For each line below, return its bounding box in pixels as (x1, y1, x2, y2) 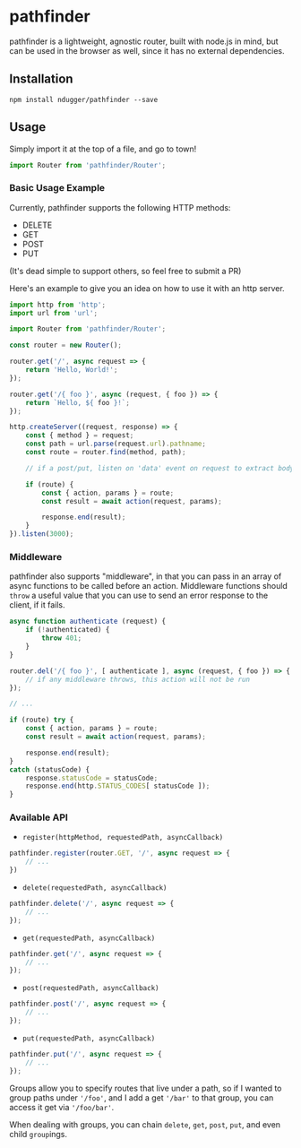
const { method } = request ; (25, 431, 134, 440)
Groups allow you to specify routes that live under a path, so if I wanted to (9, 1083, 282, 1093)
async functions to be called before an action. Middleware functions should (9, 581, 288, 591)
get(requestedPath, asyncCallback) (21, 934, 156, 943)
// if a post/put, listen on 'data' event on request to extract (25, 463, 275, 472)
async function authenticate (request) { (9, 617, 167, 626)
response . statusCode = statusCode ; (25, 773, 159, 782)
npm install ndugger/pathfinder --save (9, 95, 159, 104)
